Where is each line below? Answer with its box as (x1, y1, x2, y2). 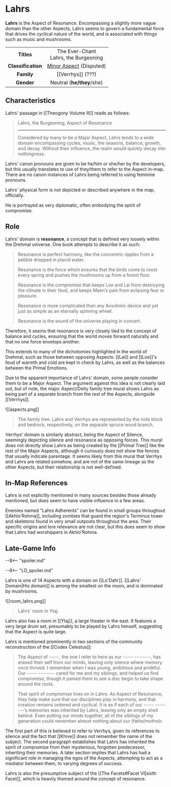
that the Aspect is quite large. (5, 629, 67, 635)
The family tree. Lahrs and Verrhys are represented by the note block (17, 416, 163, 422)
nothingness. (17, 151, 45, 157)
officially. (5, 192, 24, 198)
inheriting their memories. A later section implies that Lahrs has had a (5, 750, 151, 756)
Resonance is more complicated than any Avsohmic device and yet (17, 302, 159, 309)
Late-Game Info (5, 544, 56, 553)
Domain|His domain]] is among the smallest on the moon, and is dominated (5, 583, 163, 589)
